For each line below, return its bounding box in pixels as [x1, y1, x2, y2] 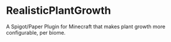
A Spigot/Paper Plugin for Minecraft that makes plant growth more [6, 23, 166, 30]
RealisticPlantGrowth [6, 4, 111, 17]
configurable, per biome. [6, 29, 66, 36]
